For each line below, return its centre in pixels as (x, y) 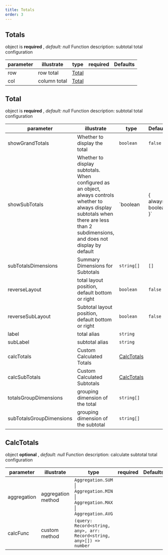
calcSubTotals (24, 377)
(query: (83, 520)
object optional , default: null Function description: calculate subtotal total (81, 454)
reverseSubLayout (29, 317)
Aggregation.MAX (94, 502)
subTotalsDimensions (33, 266)
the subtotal (91, 425)
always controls (95, 195)
